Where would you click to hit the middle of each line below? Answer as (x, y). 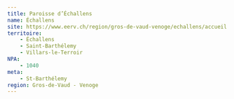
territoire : (25, 33)
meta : (15, 72)
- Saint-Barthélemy (48, 46)
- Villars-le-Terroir (51, 53)
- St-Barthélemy (44, 78)
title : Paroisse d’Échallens (50, 14)
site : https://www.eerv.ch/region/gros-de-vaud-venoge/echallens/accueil (117, 26)
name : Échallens (31, 20)
